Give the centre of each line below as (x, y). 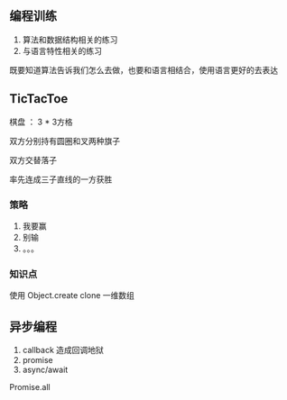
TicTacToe (39, 99)
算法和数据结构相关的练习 (70, 40)
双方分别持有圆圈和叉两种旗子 (65, 141)
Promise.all (30, 387)
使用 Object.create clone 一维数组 (72, 295)
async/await (45, 370)
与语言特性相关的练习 (62, 50)
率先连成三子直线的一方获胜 (61, 179)
